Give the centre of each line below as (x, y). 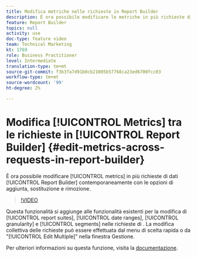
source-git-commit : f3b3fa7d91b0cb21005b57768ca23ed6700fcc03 (84, 72)
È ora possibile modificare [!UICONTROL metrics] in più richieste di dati (92, 176)
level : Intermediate (31, 61)
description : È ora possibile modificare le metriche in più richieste (95, 17)
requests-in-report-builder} (75, 160)
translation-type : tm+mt (36, 66)
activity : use (23, 34)
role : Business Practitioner (42, 55)
